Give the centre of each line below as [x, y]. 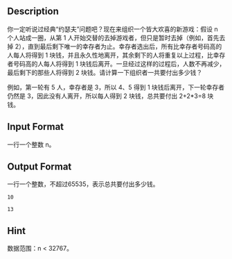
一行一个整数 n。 [31, 144]
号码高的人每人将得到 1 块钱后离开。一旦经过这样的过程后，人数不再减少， [119, 64]
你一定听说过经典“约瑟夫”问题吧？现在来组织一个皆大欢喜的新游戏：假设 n [113, 29]
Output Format [39, 167]
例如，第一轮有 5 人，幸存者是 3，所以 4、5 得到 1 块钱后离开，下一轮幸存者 [116, 87]
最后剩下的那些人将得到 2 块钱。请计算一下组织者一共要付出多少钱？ [105, 72]
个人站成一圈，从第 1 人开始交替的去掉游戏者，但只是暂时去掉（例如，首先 [113, 37]
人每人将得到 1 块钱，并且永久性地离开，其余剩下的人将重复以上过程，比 [110, 55]
